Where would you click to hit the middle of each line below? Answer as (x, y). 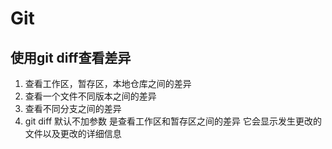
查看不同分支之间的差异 (73, 108)
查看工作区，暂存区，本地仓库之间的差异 (108, 83)
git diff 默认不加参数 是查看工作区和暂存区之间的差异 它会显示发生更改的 (173, 121)
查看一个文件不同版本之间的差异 (90, 96)
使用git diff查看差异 (71, 57)
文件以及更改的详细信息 (73, 133)
